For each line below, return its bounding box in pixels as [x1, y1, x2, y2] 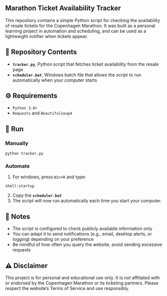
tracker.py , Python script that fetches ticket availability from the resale [12, 61, 159, 67]
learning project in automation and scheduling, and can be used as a [5, 28, 146, 34]
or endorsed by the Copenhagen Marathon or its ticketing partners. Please [5, 280, 158, 286]
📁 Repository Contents [5, 48, 77, 57]
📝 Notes [5, 212, 30, 221]
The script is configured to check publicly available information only [12, 225, 152, 232]
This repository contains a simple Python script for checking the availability [5, 17, 160, 23]
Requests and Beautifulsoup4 [12, 110, 72, 116]
